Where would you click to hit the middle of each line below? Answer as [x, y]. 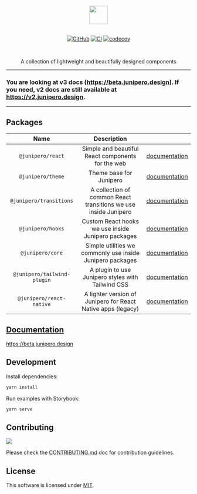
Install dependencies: [32, 376]
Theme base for [110, 173]
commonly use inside [110, 253]
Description [110, 139]
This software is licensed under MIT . [50, 485]
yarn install [22, 387]
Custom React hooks [111, 221]
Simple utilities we [110, 246]
